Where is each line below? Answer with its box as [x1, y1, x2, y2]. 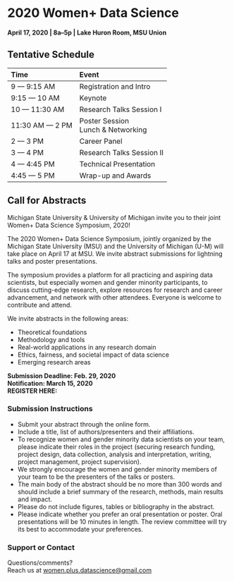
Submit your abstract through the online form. [17, 420, 151, 428]
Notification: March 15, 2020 [7, 379, 93, 387]
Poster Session [79, 116, 129, 126]
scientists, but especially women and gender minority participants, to [7, 278, 208, 286]
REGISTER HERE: [7, 386, 58, 395]
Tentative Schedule [7, 49, 95, 61]
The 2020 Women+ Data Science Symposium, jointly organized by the [7, 234, 211, 243]
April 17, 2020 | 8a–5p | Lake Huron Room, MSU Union [7, 28, 167, 37]
